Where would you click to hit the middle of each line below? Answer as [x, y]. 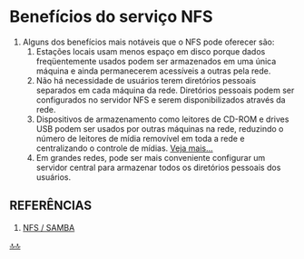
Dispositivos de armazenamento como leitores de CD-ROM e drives [162, 119]
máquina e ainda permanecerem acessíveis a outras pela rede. [153, 71]
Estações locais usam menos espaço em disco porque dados [151, 51]
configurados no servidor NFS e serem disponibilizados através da [161, 100]
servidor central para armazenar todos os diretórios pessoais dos [158, 167]
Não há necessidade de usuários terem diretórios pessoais [146, 80]
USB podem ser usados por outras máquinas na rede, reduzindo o [160, 128]
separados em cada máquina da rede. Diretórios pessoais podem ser [165, 90]
